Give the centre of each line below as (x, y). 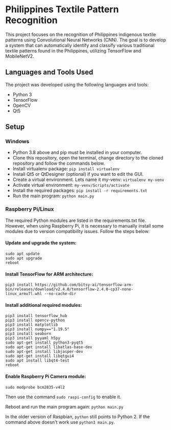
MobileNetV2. (20, 56)
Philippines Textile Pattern (62, 9)
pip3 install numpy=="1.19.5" (38, 329)
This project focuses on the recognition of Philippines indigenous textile (81, 34)
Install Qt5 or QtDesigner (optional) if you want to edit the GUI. (78, 174)
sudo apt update (22, 254)
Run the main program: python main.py (53, 196)
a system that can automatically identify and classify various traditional (80, 45)
